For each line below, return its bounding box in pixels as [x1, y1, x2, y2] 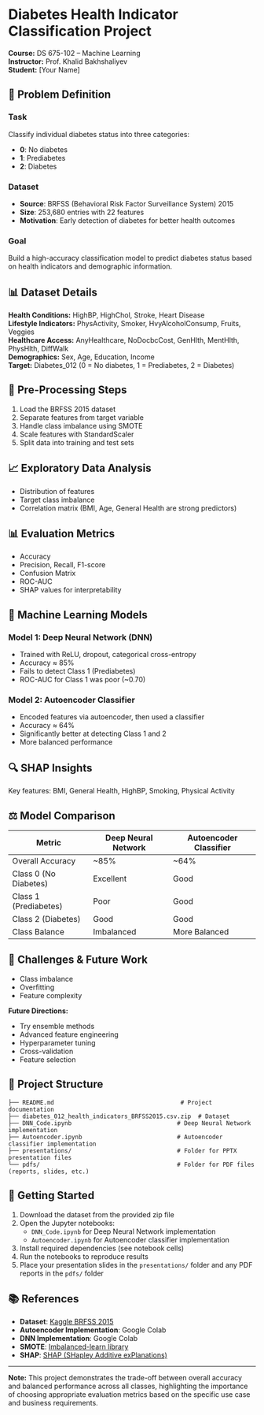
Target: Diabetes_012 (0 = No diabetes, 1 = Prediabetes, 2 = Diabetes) [8, 361, 235, 370]
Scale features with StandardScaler [19, 429, 134, 439]
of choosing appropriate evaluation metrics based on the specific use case [8, 1390, 251, 1399]
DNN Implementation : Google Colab [19, 1334, 138, 1343]
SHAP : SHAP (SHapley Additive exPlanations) [19, 1350, 167, 1360]
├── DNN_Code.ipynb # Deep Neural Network [8, 1119, 251, 1127]
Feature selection [19, 1054, 76, 1064]
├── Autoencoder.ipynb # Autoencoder [8, 1133, 223, 1141]
